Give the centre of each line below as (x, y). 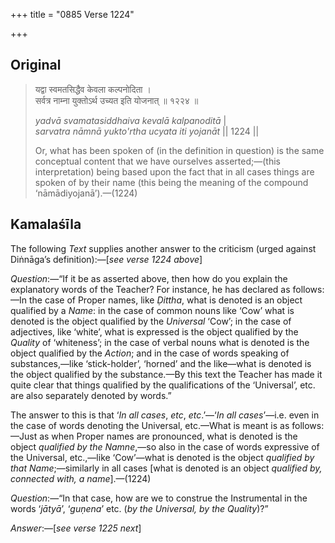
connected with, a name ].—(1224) (81, 478)
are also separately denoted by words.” (91, 395)
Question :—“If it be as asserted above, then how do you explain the (149, 278)
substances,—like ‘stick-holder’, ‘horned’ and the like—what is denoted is (161, 363)
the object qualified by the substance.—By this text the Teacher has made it (166, 374)
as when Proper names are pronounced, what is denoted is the (168, 436)
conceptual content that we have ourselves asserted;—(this (157, 161)
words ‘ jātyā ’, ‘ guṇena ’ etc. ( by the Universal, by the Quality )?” (139, 508)
